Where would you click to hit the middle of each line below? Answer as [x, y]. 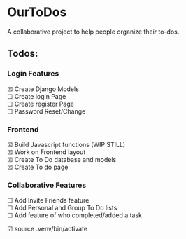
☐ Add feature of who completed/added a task [74, 215]
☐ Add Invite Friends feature [48, 200]
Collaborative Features [47, 185]
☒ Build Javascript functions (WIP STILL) [66, 144]
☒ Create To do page [38, 167]
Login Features [33, 74]
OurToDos [37, 12]
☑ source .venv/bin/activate [48, 229]
